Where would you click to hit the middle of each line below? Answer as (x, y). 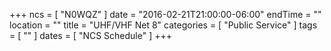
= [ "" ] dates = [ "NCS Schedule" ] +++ (91, 35)
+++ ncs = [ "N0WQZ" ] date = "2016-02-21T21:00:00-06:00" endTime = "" (165, 14)
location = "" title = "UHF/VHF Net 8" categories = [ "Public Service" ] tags (163, 25)
